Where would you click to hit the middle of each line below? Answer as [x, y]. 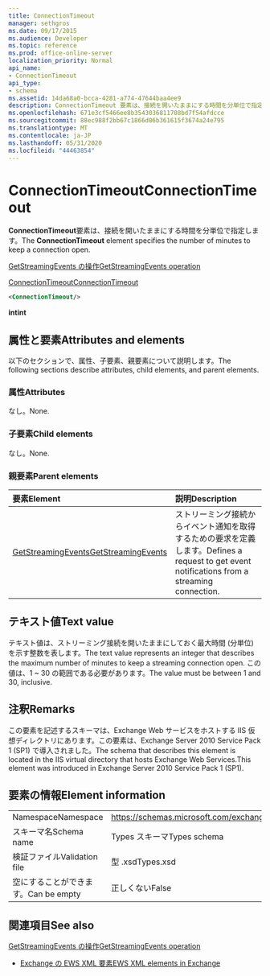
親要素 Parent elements [53, 476]
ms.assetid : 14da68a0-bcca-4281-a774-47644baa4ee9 [95, 98]
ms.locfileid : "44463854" [51, 150]
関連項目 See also [51, 925]
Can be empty [54, 894]
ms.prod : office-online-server [61, 53]
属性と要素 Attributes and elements [96, 340]
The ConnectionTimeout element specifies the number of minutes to [136, 241]
